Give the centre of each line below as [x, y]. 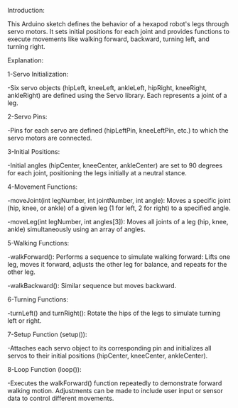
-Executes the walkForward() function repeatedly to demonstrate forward [115, 383]
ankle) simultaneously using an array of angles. [76, 229]
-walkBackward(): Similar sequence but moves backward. [92, 286]
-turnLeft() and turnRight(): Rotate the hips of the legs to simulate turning [114, 313]
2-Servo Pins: [27, 117]
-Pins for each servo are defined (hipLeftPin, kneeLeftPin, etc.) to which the [118, 130]
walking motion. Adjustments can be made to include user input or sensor [115, 391]
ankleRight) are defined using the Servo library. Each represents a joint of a [117, 95]
